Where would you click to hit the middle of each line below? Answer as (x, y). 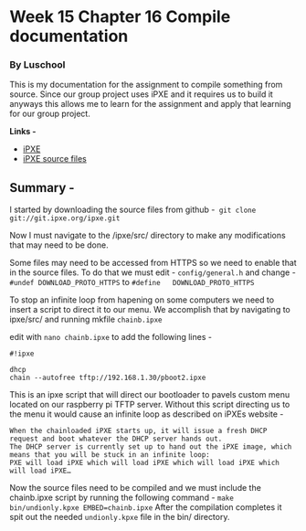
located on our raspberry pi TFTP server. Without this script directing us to (150, 405)
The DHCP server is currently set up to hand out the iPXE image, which (151, 447)
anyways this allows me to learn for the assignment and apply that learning (150, 104)
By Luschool (37, 65)
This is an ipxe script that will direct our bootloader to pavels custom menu (150, 395)
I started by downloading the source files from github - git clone (133, 210)
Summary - (42, 188)
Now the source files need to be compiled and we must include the (136, 488)
